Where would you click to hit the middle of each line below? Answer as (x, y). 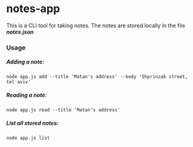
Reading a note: (27, 95)
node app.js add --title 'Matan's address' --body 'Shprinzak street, (97, 77)
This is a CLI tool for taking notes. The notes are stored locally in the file (96, 25)
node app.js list (28, 138)
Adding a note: (25, 62)
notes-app (33, 9)
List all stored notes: (33, 123)
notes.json (20, 31)
